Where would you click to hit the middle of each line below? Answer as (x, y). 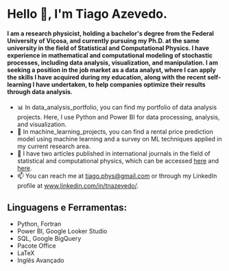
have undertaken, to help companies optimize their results (120, 84)
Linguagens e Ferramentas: (67, 208)
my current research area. (54, 146)
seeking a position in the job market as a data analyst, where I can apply (111, 70)
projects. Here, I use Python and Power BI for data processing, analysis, (118, 117)
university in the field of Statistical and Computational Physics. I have (108, 48)
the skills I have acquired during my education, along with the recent (107, 77)
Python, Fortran (39, 224)
